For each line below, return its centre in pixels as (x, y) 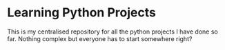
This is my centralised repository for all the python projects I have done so (113, 32)
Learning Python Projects (82, 13)
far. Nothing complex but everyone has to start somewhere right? (100, 38)
